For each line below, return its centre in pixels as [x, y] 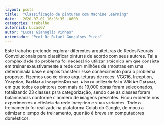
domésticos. [18, 118]
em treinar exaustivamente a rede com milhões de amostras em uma [74, 66]
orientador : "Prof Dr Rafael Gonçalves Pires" [54, 37]
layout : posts [20, 10]
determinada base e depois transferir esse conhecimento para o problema [80, 71]
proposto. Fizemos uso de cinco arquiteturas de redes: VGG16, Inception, [79, 77]
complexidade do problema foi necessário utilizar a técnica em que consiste [82, 61]
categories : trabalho [27, 23]
